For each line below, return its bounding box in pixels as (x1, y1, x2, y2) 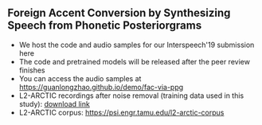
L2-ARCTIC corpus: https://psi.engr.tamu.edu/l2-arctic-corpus (18, 107, 225, 117)
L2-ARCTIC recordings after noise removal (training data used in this (18, 91, 244, 100)
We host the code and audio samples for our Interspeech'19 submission (18, 40, 255, 49)
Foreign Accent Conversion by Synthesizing (7, 6, 231, 20)
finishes (18, 65, 45, 75)
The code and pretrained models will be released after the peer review (18, 57, 250, 66)
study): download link (18, 99, 91, 108)
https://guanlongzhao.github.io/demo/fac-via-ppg (18, 82, 184, 92)
